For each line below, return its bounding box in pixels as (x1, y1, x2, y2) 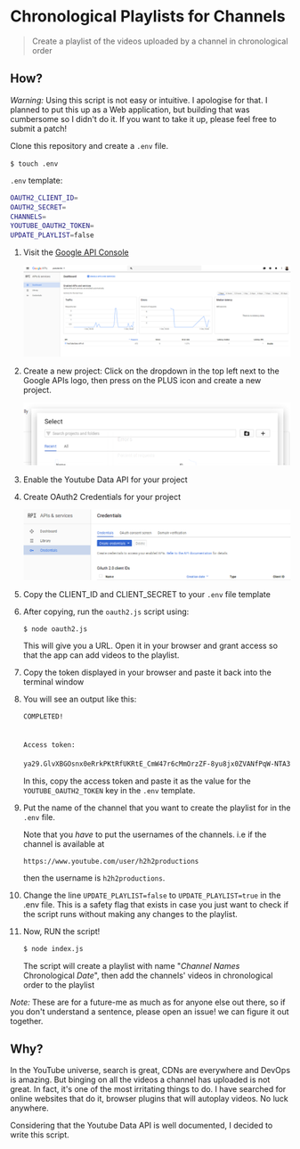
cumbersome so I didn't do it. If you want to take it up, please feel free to (10, 113, 277, 124)
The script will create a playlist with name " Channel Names (22, 960, 240, 971)
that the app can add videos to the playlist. (22, 650, 180, 661)
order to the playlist (22, 979, 95, 990)
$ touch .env (10, 159, 59, 168)
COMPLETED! (22, 712, 64, 721)
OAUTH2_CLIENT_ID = (10, 193, 78, 202)
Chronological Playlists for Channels (10, 6, 286, 27)
